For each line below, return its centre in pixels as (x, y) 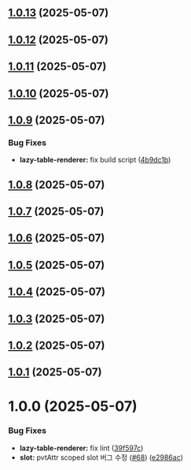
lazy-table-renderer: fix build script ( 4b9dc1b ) (95, 160)
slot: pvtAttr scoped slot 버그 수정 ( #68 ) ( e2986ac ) (101, 457)
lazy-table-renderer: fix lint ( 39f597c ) (81, 448)
